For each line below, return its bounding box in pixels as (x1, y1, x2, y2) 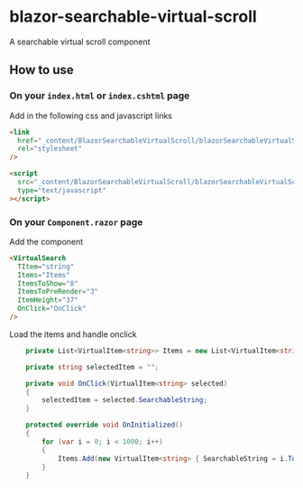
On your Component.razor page (9, 215, 143, 228)
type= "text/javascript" (17, 185, 106, 195)
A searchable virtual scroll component (9, 36, 151, 47)
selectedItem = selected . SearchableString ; (41, 396, 207, 405)
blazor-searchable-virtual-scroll (9, 6, 257, 27)
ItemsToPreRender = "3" (17, 287, 99, 296)
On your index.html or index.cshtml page (9, 89, 190, 102)
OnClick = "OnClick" (17, 305, 87, 314)
